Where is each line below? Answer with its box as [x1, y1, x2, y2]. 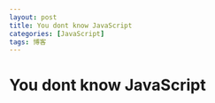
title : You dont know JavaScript [9, 21, 133, 30]
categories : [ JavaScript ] [9, 29, 104, 38]
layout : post [9, 12, 58, 22]
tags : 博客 [9, 37, 47, 47]
